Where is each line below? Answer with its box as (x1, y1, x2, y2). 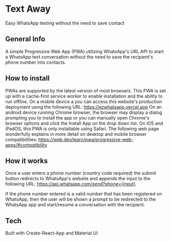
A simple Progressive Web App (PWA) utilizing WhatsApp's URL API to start (5, 48, 164, 54)
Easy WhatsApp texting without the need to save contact (5, 20, 125, 26)
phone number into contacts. (5, 59, 66, 65)
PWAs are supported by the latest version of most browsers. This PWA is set (5, 87, 166, 93)
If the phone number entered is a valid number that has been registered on (5, 191, 162, 197)
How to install (5, 74, 50, 83)
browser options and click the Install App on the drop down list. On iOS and (5, 120, 163, 126)
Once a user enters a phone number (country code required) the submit (5, 170, 157, 176)
